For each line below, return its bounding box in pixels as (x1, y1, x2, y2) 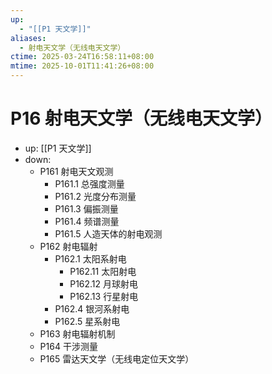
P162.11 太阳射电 (69, 265, 137, 277)
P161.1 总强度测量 (54, 177, 125, 190)
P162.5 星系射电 (54, 315, 121, 327)
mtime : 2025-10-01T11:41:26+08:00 (10, 61, 155, 71)
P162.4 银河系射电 (54, 302, 130, 315)
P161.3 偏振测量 (54, 202, 119, 215)
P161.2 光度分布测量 (54, 190, 137, 202)
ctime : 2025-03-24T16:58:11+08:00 (10, 52, 155, 62)
